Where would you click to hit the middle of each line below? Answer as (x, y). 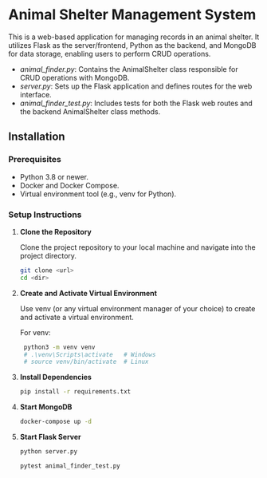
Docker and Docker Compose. (69, 185)
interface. (35, 94)
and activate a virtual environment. (77, 317)
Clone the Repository (55, 231)
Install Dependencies (55, 377)
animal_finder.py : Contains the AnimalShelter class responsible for (129, 69)
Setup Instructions (45, 215)
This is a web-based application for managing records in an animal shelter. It (134, 37)
